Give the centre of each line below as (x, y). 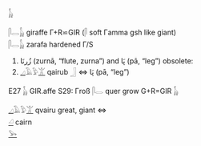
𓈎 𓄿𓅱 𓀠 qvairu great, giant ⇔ (58, 110)
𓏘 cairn (20, 122)
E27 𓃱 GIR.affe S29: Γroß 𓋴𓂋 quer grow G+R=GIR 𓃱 (93, 91)
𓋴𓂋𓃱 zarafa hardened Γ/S (51, 44)
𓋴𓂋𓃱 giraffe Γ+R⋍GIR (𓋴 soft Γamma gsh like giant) (92, 32)
